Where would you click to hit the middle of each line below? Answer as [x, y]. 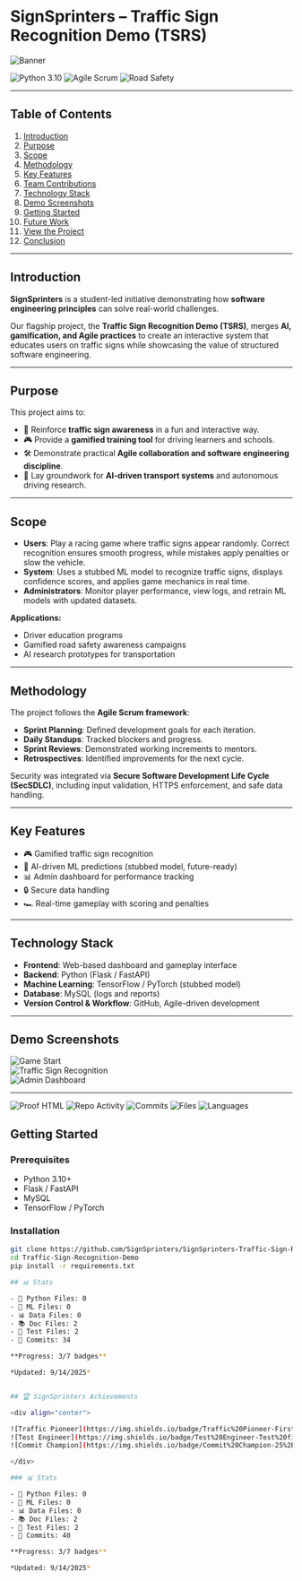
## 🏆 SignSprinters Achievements [74, 1396]
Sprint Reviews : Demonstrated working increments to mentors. [140, 749]
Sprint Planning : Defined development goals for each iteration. [139, 730]
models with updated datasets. [80, 600]
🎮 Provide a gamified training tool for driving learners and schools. [149, 440]
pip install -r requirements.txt [73, 1266]
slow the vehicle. [54, 563]
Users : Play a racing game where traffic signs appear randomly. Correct [156, 543]
